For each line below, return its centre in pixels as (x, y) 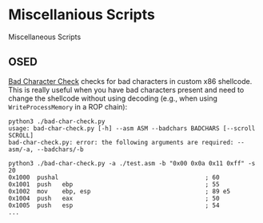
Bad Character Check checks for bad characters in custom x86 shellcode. (130, 81)
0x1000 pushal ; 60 (114, 177)
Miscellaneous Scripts (45, 37)
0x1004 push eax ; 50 (114, 198)
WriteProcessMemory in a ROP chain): (68, 106)
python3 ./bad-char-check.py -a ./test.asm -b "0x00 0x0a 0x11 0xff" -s (132, 163)
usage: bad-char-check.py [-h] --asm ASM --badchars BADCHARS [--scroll (132, 128)
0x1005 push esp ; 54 (114, 205)
